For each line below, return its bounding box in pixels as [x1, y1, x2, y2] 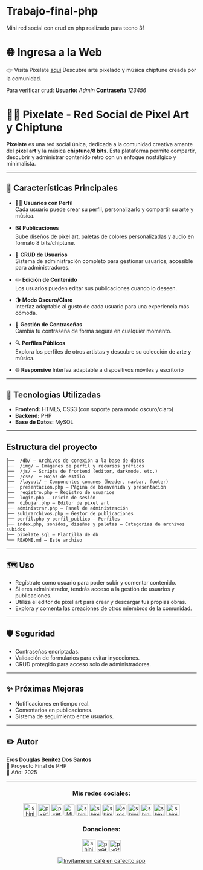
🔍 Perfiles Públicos [14, 339, 66, 346]
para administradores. [14, 264, 70, 271]
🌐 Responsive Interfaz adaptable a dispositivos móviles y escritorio [14, 366, 184, 373]
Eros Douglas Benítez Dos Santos [6, 756, 92, 763]
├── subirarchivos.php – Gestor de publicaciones [6, 511, 134, 517]
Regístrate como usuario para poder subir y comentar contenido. [14, 579, 177, 586]
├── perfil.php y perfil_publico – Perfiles [6, 516, 120, 522]
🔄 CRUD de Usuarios [14, 251, 68, 258]
